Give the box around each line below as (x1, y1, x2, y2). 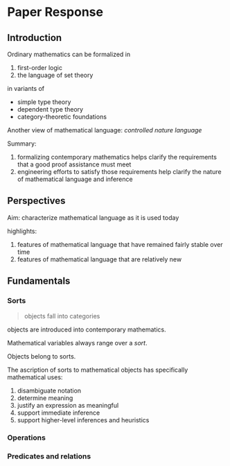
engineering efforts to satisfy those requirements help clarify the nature (17, 168, 222, 175)
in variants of (7, 85, 45, 92)
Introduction (7, 32, 62, 44)
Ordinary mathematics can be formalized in (7, 50, 130, 58)
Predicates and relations (7, 451, 91, 461)
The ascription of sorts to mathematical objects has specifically (7, 365, 188, 374)
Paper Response (7, 4, 104, 20)
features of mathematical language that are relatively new (17, 254, 182, 264)
